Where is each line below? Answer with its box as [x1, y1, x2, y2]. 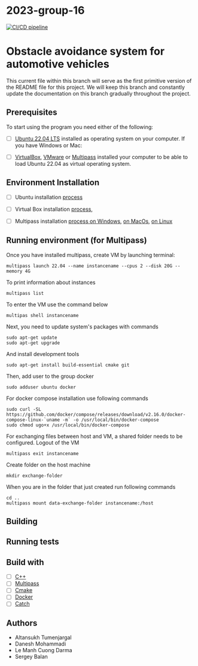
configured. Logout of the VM [6, 439, 80, 446]
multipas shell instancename [6, 312, 79, 318]
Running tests [6, 537, 60, 547]
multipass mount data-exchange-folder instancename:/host [6, 500, 154, 506]
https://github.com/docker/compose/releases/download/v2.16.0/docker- [6, 411, 186, 417]
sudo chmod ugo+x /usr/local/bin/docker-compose [6, 422, 130, 428]
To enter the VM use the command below [6, 301, 108, 308]
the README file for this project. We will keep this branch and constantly [6, 83, 185, 91]
